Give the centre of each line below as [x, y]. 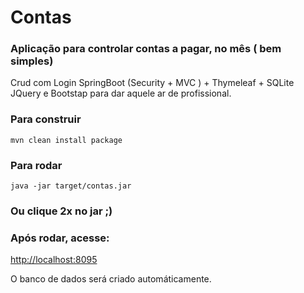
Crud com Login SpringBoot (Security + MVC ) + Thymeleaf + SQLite [152, 83]
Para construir [46, 119]
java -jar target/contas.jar [71, 186]
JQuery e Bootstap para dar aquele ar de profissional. [121, 93]
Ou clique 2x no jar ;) [61, 211]
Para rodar [36, 165]
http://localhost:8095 [54, 260]
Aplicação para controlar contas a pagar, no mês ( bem [146, 49]
